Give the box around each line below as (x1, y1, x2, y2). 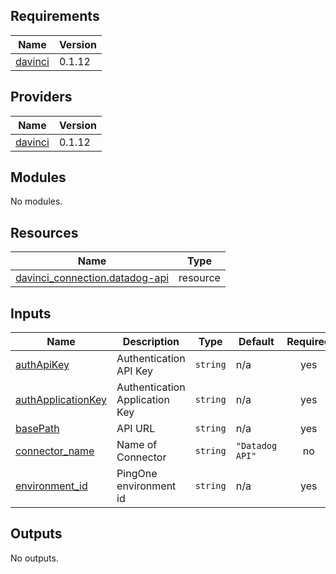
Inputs (10, 305, 52, 322)
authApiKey (15, 358, 70, 372)
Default (238, 335, 275, 349)
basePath (15, 422, 60, 436)
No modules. (10, 195, 63, 208)
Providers (10, 89, 73, 106)
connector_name (15, 444, 95, 458)
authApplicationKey (15, 393, 108, 407)
